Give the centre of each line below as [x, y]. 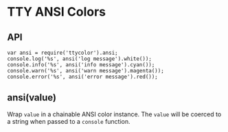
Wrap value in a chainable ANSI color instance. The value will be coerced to [114, 114]
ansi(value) [32, 97]
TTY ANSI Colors [57, 12]
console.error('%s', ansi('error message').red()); [82, 77]
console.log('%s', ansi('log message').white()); [80, 59]
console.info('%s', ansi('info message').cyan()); [81, 65]
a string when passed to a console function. [69, 121]
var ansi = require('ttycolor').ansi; [62, 53]
